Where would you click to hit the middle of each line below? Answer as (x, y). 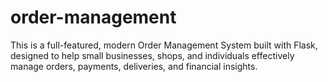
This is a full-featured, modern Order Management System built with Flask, (164, 45)
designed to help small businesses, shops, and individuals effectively (152, 55)
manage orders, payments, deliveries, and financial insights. (134, 66)
